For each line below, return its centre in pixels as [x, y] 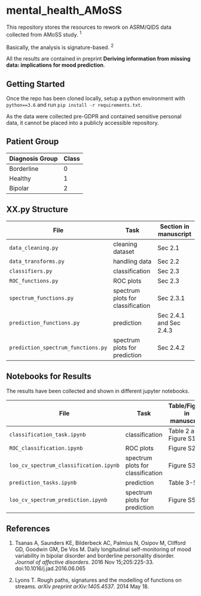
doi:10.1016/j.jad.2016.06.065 [50, 568]
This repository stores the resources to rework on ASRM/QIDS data [89, 27]
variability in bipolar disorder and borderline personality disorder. [95, 556]
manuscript [174, 233]
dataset [124, 251]
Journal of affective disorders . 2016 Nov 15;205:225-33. [84, 562]
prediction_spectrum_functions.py [58, 348]
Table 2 [179, 431]
